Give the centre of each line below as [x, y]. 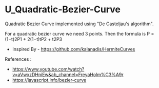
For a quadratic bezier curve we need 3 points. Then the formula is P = [79, 33]
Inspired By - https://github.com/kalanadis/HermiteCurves [74, 49]
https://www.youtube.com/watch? [48, 69]
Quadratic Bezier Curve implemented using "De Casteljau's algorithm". [79, 24]
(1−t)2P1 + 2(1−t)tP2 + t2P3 [34, 39]
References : [18, 59]
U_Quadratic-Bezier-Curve [63, 10]
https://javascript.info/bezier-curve [49, 80]
